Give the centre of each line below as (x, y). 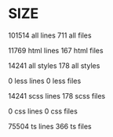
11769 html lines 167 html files (56, 50)
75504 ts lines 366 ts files (50, 126)
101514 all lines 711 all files (50, 35)
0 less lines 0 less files (45, 81)
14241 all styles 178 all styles (54, 65)
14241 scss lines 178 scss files (57, 96)
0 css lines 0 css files (43, 111)
